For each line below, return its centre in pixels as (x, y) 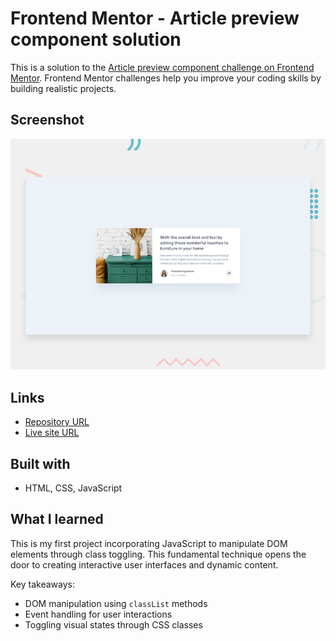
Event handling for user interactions (98, 614)
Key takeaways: (42, 584)
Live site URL (52, 433)
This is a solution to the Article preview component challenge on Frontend (162, 67)
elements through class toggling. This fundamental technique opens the (158, 554)
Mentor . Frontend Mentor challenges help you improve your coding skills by (166, 78)
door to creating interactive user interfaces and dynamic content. (144, 564)
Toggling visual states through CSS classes (113, 624)
